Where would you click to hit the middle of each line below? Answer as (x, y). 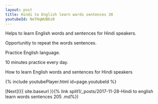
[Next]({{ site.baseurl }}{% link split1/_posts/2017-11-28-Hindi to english (79, 91)
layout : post (19, 10)
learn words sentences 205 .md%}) (42, 97)
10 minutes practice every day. (37, 62)
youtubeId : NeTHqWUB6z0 (30, 19)
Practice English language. (33, 52)
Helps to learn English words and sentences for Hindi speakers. (71, 33)
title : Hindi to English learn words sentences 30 (59, 14)
